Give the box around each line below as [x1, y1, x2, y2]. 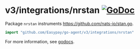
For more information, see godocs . [5, 38, 75, 44]
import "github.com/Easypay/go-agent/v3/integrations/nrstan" [5, 30, 134, 35]
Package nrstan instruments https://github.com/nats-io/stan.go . [5, 21, 134, 26]
